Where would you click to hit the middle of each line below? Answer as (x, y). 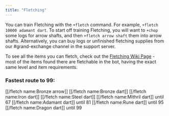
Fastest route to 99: (30, 80)
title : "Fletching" (26, 10)
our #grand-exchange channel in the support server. (61, 46)
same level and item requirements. (42, 67)
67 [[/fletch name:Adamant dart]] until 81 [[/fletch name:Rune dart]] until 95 (84, 102)
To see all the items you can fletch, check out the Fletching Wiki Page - (80, 56)
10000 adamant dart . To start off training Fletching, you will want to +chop (82, 30)
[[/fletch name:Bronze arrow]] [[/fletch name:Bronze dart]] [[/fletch (76, 91)
